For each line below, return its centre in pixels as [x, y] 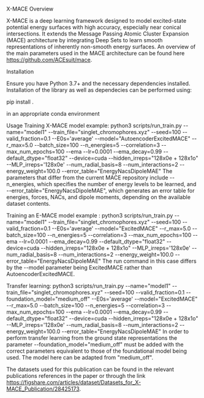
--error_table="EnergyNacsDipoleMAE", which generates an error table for [100, 190]
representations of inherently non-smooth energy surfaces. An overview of [101, 47]
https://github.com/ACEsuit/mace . [49, 60]
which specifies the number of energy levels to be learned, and [116, 184]
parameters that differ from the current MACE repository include [87, 178]
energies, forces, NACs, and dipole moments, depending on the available [99, 197]
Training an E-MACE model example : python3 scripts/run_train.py [90, 216]
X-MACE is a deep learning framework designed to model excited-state [96, 21]
